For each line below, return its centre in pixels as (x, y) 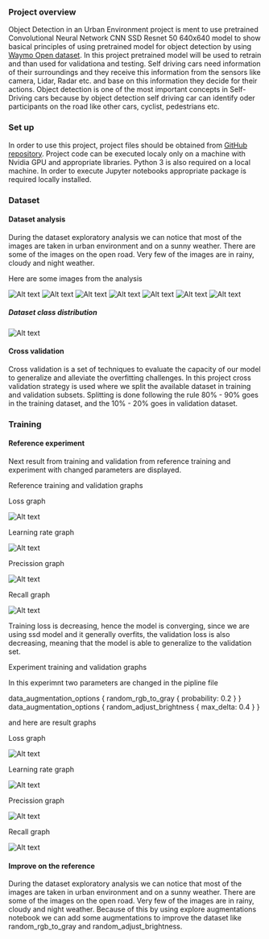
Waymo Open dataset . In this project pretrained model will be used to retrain (135, 56)
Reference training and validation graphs (76, 486)
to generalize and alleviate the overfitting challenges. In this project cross (130, 378)
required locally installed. (50, 179)
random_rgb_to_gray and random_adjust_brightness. (95, 927)
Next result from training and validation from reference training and (120, 461)
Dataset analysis (37, 219)
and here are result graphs (52, 722)
